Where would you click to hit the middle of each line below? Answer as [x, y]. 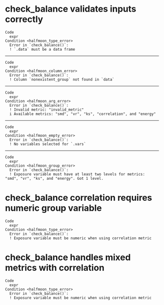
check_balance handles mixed [68, 257]
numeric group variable [53, 208]
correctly [24, 19]
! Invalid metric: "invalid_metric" [47, 110]
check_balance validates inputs [71, 9]
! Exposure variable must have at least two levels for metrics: [77, 174]
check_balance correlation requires [79, 198]
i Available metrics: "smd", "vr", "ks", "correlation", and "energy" [83, 114]
